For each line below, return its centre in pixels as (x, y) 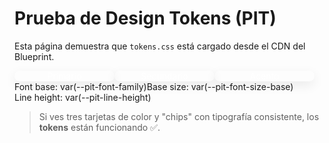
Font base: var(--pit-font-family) (80, 86)
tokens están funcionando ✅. (99, 127)
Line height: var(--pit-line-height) (83, 97)
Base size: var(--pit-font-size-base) (220, 86)
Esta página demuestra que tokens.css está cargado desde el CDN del (160, 46)
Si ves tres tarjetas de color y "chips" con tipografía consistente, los (179, 116)
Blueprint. (34, 56)
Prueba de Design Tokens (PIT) (145, 18)
